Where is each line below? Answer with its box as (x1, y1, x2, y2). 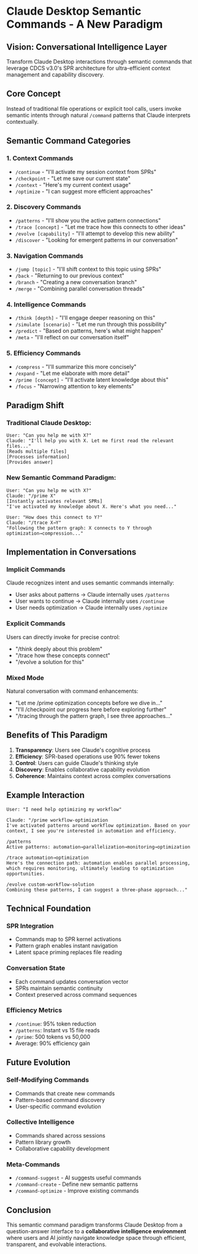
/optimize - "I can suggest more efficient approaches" (15, 187, 153, 195)
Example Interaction (6, 790, 85, 801)
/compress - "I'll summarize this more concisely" (15, 363, 137, 370)
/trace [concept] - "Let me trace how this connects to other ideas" (15, 223, 186, 230)
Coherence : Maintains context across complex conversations (15, 772, 171, 779)
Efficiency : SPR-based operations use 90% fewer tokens (15, 752, 161, 760)
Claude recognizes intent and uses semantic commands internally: (6, 579, 175, 586)
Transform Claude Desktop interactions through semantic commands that (6, 58, 192, 65)
